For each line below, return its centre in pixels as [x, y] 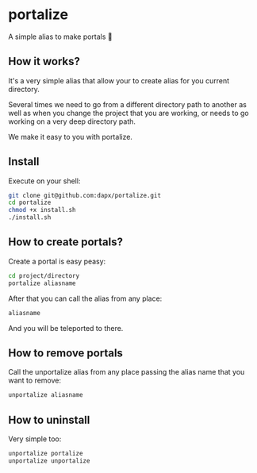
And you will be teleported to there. [66, 328]
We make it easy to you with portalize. [71, 137]
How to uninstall [49, 419]
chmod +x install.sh [42, 210]
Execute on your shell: [44, 181]
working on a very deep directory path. [72, 121]
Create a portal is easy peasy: [57, 261]
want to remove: [35, 381]
